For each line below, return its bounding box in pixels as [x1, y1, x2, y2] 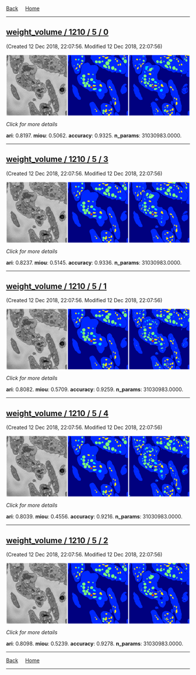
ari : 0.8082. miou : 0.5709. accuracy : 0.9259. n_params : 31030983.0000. [6, 386, 184, 393]
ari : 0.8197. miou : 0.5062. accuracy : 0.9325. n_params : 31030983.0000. [6, 131, 182, 139]
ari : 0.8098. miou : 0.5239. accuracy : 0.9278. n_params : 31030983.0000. [6, 640, 184, 648]
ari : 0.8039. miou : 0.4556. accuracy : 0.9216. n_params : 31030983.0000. [6, 513, 183, 520]
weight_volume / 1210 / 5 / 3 [6, 154, 109, 164]
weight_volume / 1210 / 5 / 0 [6, 27, 109, 37]
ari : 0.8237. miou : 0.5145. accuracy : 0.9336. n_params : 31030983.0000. [6, 259, 182, 266]
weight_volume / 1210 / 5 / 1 [6, 282, 107, 292]
